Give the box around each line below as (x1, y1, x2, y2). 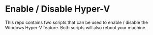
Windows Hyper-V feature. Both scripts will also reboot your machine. (5, 24, 147, 30)
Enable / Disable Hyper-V (5, 3, 110, 15)
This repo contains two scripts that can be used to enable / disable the (5, 19, 149, 25)
